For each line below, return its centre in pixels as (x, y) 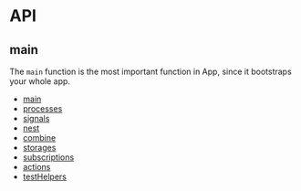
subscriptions (48, 157)
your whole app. (40, 81)
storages (39, 148)
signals (36, 118)
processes (42, 109)
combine (39, 138)
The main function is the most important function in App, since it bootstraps (150, 71)
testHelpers (44, 176)
